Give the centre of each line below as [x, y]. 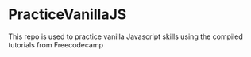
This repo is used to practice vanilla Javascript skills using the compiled [126, 36]
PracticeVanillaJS [68, 15]
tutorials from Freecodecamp [56, 44]
